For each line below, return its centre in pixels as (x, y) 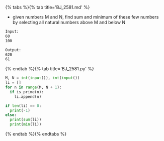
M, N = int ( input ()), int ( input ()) (43, 78)
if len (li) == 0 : (23, 106)
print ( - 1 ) (20, 110)
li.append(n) (28, 97)
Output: (13, 50)
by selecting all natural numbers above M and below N (69, 22)
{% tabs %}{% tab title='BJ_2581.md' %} (48, 7)
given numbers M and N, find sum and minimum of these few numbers (86, 17)
